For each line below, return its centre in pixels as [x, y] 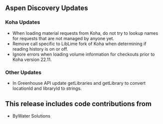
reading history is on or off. [40, 49]
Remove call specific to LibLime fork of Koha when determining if [79, 44]
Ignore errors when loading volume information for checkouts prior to [83, 54]
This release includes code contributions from [79, 104]
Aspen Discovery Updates [47, 8]
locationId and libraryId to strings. [47, 88]
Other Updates [23, 72]
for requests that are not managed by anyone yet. [63, 38]
